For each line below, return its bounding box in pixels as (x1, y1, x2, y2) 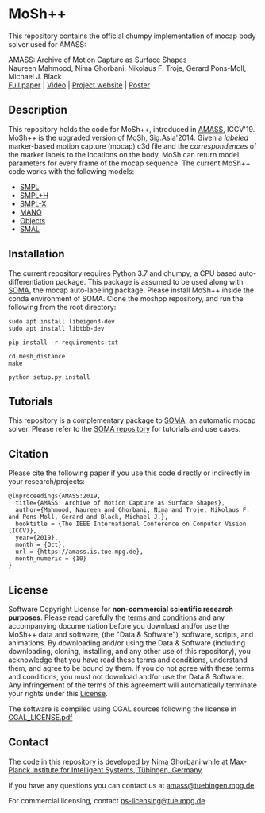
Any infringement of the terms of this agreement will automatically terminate (8, 680, 258, 690)
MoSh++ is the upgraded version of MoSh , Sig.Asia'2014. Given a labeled (8, 133, 248, 142)
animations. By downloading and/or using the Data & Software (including (8, 638, 246, 648)
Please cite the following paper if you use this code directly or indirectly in (8, 468, 251, 478)
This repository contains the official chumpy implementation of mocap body (8, 31, 256, 41)
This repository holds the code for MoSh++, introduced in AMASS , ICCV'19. (8, 124, 255, 134)
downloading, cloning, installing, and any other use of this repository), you (8, 647, 252, 656)
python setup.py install (8, 373, 90, 381)
